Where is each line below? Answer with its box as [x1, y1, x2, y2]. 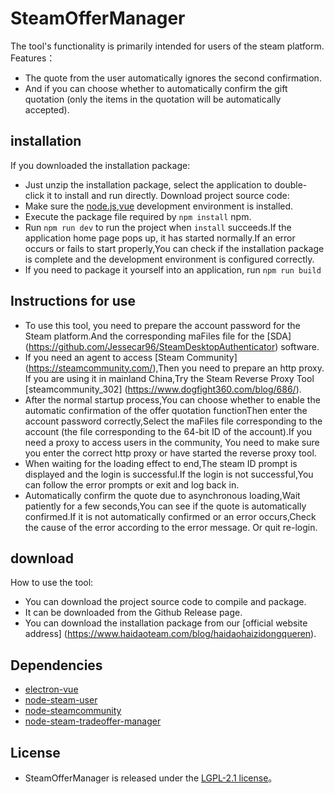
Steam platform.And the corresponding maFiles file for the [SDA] [24, 330, 292, 342]
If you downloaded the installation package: [10, 159, 191, 171]
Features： [10, 52, 56, 64]
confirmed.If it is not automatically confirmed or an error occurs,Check [24, 510, 317, 522]
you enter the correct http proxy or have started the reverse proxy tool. [24, 447, 317, 459]
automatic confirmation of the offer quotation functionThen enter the [24, 404, 308, 416]
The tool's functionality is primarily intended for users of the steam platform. [10, 40, 325, 52]
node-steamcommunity [24, 705, 122, 717]
